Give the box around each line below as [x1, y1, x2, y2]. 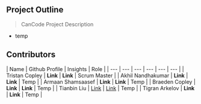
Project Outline [6, 5, 64, 15]
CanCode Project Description [20, 20, 94, 27]
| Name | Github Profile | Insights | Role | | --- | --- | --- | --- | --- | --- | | [6, 65, 185, 72]
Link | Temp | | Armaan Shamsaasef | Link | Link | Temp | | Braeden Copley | [6, 78, 196, 85]
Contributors [6, 50, 56, 60]
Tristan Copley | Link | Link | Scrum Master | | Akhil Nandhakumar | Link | [6, 72, 188, 79]
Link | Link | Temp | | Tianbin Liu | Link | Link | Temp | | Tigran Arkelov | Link [6, 84, 195, 91]
